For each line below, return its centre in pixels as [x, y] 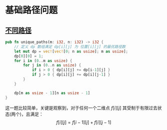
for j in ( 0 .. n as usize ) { [52, 65]
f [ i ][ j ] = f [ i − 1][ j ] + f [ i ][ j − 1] [84, 122]
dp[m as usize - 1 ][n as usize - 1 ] [52, 93]
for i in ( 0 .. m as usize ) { [43, 60]
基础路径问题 [32, 10]
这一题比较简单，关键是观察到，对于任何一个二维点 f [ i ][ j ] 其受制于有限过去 [82, 107]
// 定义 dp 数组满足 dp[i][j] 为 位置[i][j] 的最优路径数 [70, 46]
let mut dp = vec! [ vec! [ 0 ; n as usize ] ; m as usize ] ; [71, 51]
